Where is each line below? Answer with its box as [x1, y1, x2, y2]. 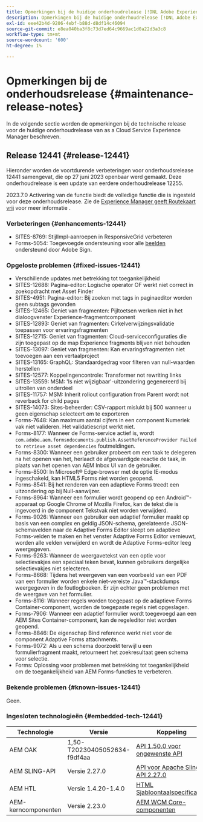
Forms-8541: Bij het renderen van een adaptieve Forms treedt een [14, 481, 179, 488]
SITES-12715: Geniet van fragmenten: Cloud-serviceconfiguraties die [14, 333, 187, 340]
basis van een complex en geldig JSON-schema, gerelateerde [14, 520, 170, 527]
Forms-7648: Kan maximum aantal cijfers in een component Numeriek [14, 417, 190, 424]
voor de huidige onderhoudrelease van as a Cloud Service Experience [6, 126, 181, 133]
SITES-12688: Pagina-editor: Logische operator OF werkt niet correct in [14, 281, 194, 289]
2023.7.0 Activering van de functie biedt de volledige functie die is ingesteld [6, 191, 196, 198]
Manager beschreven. [6, 133, 61, 140]
